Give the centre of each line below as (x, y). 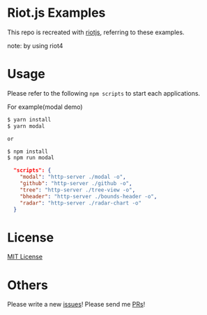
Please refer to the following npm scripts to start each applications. (104, 93)
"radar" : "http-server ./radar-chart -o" (80, 203)
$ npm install (28, 152)
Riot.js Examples (56, 13)
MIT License (25, 257)
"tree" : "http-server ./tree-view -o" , (78, 190)
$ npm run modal (31, 158)
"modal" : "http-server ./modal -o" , (73, 177)
